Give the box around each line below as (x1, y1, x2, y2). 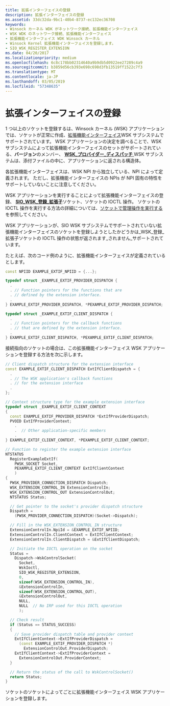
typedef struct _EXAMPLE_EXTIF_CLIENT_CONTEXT (5, 404, 106, 409)
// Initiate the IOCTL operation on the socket (10, 546, 113, 551)
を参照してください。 (5, 211, 50, 217)
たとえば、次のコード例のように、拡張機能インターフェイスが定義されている (5, 252, 166, 258)
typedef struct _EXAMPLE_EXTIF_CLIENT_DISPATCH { (5, 311, 113, 316)
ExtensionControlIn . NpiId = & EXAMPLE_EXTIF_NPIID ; (10, 528, 120, 533)
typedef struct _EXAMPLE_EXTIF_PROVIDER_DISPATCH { (5, 278, 117, 284)
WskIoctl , (18, 565, 40, 571)
